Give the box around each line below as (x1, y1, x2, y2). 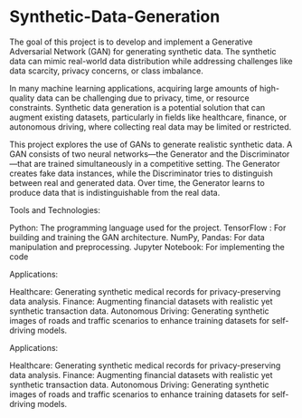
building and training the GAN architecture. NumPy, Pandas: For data (9, 231, 265, 242)
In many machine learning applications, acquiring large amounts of (9, 83, 258, 93)
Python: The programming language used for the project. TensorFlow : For (9, 222, 287, 233)
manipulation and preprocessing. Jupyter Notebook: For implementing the (9, 241, 285, 252)
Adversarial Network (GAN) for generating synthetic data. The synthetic (9, 45, 278, 56)
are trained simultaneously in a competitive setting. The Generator (33, 158, 280, 169)
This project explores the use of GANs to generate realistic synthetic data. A (9, 139, 293, 150)
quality (9, 92, 35, 103)
